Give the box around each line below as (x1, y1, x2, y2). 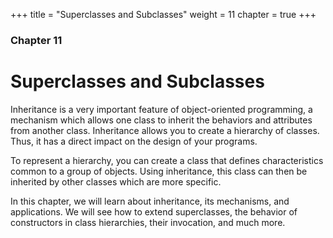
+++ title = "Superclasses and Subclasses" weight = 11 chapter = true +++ (10, 9, 317, 20)
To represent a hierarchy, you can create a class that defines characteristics (10, 154, 324, 166)
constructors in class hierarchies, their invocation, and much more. (10, 216, 286, 228)
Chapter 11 (10, 33, 63, 47)
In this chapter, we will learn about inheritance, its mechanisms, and (10, 195, 290, 207)
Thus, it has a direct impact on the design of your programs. (10, 135, 258, 147)
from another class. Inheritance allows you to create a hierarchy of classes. (10, 124, 320, 136)
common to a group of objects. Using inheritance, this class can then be (10, 165, 308, 177)
